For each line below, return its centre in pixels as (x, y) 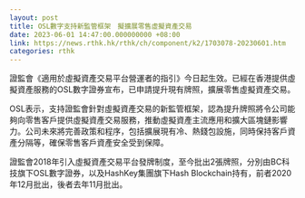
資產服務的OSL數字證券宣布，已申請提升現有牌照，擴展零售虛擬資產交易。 (156, 90)
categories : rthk (42, 52)
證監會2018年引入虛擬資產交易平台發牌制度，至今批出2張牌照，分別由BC (146, 162)
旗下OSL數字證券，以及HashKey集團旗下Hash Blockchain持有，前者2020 (154, 174)
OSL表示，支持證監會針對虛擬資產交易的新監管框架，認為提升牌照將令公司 (148, 108)
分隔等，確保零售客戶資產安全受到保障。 (93, 143)
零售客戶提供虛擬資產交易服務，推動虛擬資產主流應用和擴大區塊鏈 (148, 120)
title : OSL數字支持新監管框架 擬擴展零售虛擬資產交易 (101, 26)
